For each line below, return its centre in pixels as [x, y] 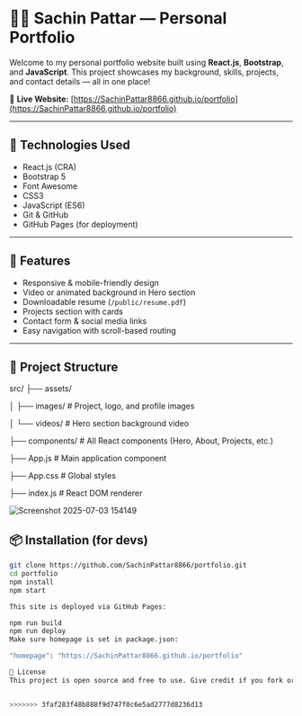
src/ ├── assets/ [40, 389]
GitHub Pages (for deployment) [80, 224]
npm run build [36, 623]
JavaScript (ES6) [53, 205]
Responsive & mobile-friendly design [91, 282]
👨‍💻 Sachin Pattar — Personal [118, 18]
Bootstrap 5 [44, 176]
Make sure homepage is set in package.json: [94, 640]
